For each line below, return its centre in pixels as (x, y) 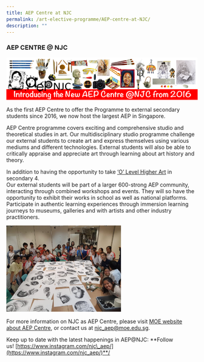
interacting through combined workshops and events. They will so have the (100, 191)
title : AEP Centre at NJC (39, 13)
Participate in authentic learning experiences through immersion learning (97, 204)
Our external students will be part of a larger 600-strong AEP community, (98, 185)
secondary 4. (23, 178)
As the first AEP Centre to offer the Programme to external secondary (93, 109)
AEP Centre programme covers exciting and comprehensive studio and (95, 128)
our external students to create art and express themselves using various (98, 140)
